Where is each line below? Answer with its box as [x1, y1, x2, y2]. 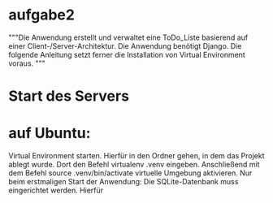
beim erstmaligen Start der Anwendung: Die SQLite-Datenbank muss [8, 177, 239, 187]
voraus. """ [8, 58, 46, 68]
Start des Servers [8, 87, 130, 106]
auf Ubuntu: [8, 124, 91, 143]
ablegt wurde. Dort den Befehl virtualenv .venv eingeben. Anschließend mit [8, 160, 260, 170]
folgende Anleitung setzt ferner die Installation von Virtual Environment [8, 50, 245, 59]
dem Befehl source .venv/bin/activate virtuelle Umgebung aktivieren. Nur [8, 168, 253, 178]
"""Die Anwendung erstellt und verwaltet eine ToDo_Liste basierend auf [8, 32, 249, 42]
